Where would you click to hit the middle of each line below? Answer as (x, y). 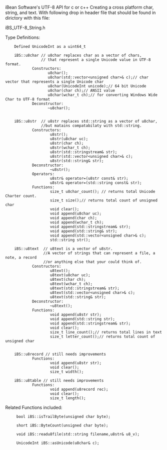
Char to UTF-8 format (28, 99)
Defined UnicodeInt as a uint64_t (50, 47)
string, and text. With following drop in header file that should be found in (80, 13)
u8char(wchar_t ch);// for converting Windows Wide (102, 95)
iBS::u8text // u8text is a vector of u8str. (63, 249)
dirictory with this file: (27, 18)
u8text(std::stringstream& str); (85, 288)
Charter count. (21, 196)
